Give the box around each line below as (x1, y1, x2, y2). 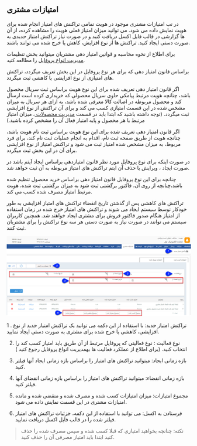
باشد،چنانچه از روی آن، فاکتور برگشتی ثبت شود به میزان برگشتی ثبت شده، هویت (6, 182, 183, 189)
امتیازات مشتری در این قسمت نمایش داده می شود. (15, 398, 127, 405)
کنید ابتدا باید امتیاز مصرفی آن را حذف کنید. (20, 433, 115, 440)
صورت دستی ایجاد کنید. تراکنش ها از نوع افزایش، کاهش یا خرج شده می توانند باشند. (6, 39, 191, 46)
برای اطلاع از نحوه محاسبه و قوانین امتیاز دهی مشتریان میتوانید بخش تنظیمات (6, 50, 175, 57)
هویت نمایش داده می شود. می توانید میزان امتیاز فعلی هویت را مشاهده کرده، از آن (6, 26, 186, 33)
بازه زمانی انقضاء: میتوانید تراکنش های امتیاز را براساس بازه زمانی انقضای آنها (15, 374, 185, 382)
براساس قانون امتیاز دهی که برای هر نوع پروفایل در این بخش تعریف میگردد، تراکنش (6, 67, 189, 75)
